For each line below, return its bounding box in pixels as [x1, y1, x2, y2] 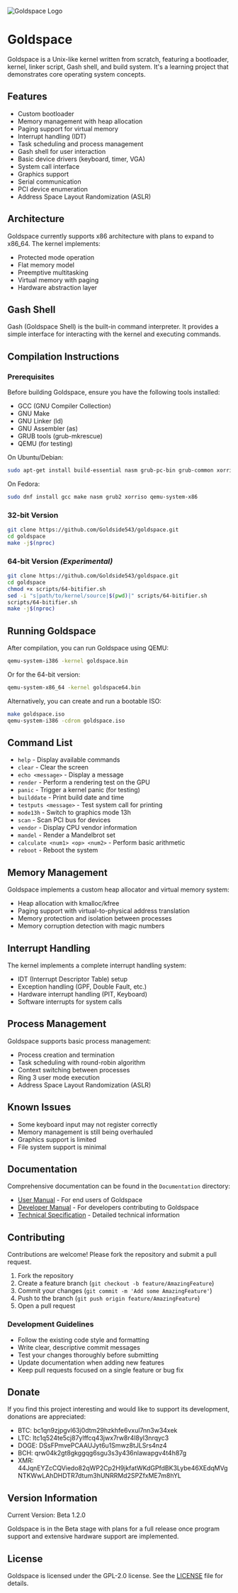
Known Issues [7, 1101, 72, 1114]
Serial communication [17, 177, 81, 186]
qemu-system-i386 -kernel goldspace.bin [7, 657, 129, 665]
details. [7, 1579, 29, 1588]
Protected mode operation [17, 252, 95, 262]
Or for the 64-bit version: [7, 670, 81, 679]
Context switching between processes [17, 1065, 130, 1074]
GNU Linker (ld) [17, 417, 64, 426]
